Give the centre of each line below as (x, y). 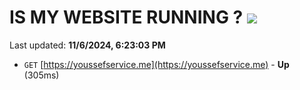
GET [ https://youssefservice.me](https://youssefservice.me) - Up (156, 64)
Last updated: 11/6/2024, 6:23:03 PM (87, 45)
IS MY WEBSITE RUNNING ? (126, 17)
